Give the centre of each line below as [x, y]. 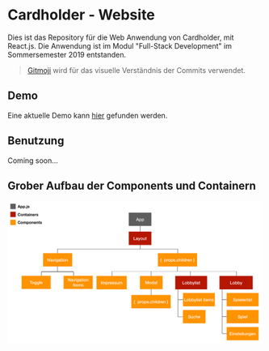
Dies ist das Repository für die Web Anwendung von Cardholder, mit [121, 37]
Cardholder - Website [81, 15]
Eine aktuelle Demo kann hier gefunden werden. [88, 115]
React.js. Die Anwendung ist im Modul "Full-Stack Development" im [120, 45]
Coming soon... [33, 161]
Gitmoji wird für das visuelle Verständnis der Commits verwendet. [136, 70]
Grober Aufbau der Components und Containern [132, 185]
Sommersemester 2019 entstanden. [67, 54]
